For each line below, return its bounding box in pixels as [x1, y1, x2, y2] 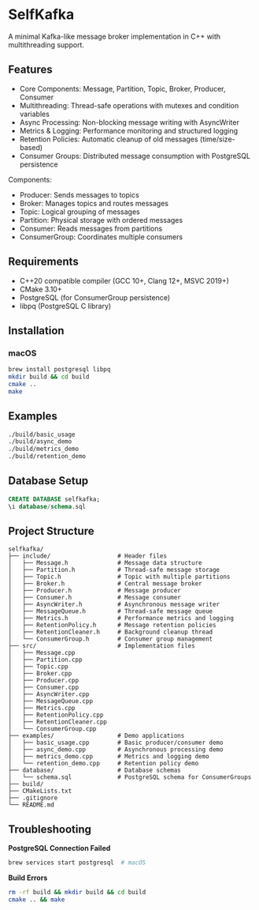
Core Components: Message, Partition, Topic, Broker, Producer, [19, 84, 226, 93]
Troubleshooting [8, 822, 92, 836]
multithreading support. [8, 39, 85, 49]
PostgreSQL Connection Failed [8, 844, 111, 853]
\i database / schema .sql [8, 502, 87, 510]
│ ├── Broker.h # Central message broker [8, 580, 202, 588]
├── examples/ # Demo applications [8, 732, 185, 740]
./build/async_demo [8, 438, 72, 446]
